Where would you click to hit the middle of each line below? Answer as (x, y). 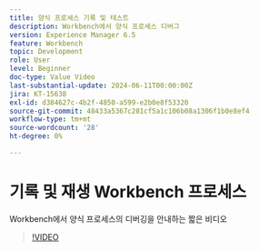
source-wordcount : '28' (55, 128)
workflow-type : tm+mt (50, 119)
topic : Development (46, 52)
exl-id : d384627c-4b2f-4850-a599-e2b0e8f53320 (99, 102)
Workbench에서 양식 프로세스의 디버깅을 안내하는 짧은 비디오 (118, 218)
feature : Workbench (46, 43)
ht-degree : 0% (36, 136)
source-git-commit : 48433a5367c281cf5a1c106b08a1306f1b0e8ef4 (129, 111)
